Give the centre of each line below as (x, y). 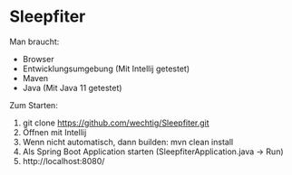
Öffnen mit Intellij (54, 132)
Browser (38, 59)
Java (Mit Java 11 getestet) (72, 87)
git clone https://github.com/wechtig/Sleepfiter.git (116, 123)
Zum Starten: (34, 105)
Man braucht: (34, 41)
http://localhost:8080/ (63, 161)
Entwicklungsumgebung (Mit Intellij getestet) (106, 69)
